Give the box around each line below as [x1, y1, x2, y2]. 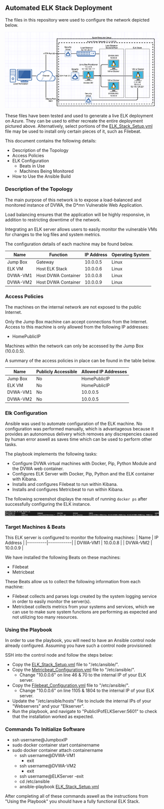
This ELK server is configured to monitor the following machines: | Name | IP [5, 534, 159, 540]
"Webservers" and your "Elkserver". [12, 703, 84, 709]
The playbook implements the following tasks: [5, 451, 98, 457]
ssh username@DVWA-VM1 [19, 753, 76, 759]
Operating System [111, 252, 150, 258]
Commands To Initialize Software [5, 726, 85, 733]
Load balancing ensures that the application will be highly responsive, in [5, 212, 150, 217]
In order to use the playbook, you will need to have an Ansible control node [5, 638, 156, 643]
